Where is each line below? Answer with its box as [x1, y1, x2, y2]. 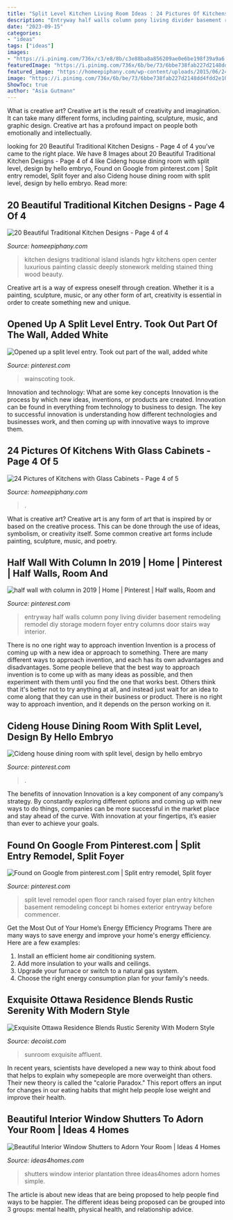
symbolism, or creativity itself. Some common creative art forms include [7, 529, 213, 538]
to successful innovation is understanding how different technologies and [7, 410, 217, 418]
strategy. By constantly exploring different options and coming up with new [7, 797, 222, 806]
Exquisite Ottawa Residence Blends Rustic [7, 994, 194, 1006]
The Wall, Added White [7, 329, 109, 341]
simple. [24, 1177, 45, 1185]
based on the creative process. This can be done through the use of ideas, [7, 522, 221, 530]
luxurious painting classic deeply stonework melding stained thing [24, 262, 214, 271]
